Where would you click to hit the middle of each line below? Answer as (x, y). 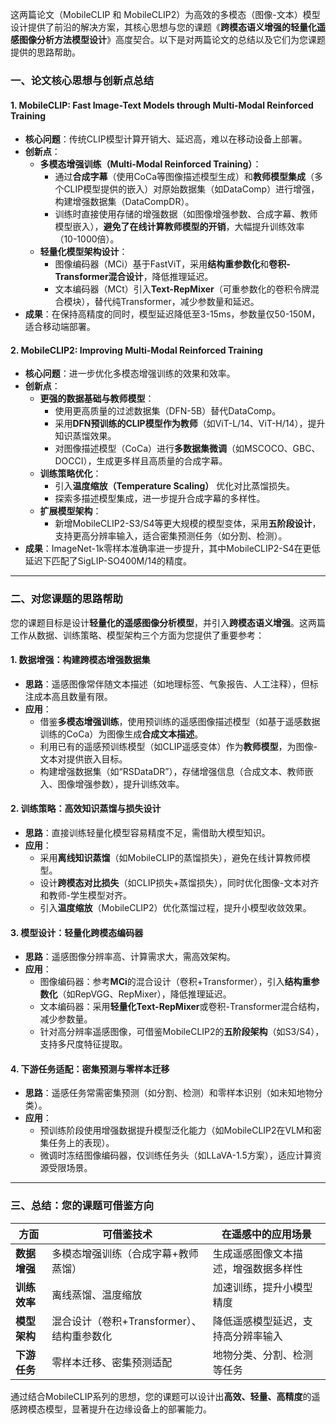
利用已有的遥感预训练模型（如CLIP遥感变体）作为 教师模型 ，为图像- (178, 746)
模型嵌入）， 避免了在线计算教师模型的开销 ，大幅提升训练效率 (179, 227)
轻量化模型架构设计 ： (83, 252)
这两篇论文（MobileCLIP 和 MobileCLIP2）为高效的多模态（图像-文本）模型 (165, 14)
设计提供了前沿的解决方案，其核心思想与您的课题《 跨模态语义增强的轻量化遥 (168, 27)
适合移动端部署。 (60, 327)
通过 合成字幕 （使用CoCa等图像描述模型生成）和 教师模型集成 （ (184, 177)
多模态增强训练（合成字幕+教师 (125, 1253)
